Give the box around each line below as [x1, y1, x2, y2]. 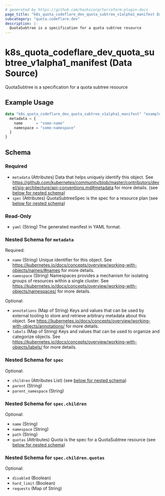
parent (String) [12, 382, 43, 388]
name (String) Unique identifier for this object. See [12, 257, 112, 263]
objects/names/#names [12, 267, 60, 273]
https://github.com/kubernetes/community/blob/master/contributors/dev [12, 179, 160, 185]
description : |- [5, 21, 38, 26]
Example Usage [5, 98, 54, 107]
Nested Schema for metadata [5, 236, 74, 243]
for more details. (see [114, 185, 158, 191]
